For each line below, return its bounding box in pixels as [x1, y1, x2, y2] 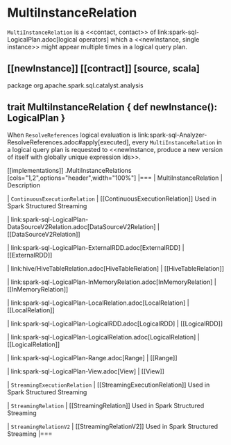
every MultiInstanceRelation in [131, 137, 222, 146]
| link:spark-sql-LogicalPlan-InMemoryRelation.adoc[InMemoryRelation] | [7, 278, 216, 286]
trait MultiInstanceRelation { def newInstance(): [7, 101, 217, 113]
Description [7, 180, 40, 189]
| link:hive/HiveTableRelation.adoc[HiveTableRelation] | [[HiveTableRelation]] [7, 264, 224, 272]
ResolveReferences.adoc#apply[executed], [7, 137, 130, 146]
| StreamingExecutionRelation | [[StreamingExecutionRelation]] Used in [7, 380, 210, 389]
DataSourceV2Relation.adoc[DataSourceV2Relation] [7, 222, 156, 230]
